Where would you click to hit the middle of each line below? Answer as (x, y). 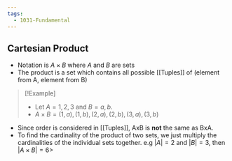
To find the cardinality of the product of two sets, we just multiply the (117, 135)
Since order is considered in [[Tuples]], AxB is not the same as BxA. (115, 128)
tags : (15, 14)
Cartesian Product (48, 48)
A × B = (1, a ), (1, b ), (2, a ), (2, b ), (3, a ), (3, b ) (97, 114)
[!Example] (40, 93)
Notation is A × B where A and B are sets (76, 65)
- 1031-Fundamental (42, 20)
